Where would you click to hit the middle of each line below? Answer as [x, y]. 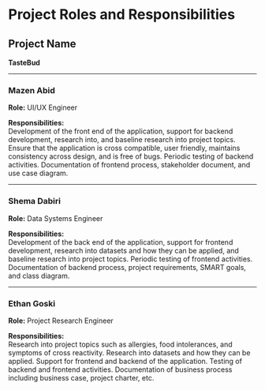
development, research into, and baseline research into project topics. [122, 140]
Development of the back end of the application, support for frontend [121, 242]
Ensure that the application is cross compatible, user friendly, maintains [124, 148]
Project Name [42, 44]
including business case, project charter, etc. [81, 377]
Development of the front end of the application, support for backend [121, 131]
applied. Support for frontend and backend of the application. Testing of [125, 361]
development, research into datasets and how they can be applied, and [123, 250]
